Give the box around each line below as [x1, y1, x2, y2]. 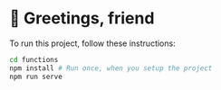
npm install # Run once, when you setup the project [9, 63, 213, 73]
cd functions [9, 55, 59, 64]
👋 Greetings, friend [9, 8, 155, 29]
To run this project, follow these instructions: [9, 38, 176, 49]
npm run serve [9, 72, 63, 81]
